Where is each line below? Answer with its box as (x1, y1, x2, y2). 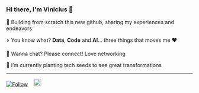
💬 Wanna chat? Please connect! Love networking (6, 50, 126, 58)
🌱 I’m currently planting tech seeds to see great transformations (6, 62, 162, 69)
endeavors (6, 25, 33, 32)
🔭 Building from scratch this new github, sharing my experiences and (6, 19, 175, 26)
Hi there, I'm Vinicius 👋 (6, 5, 73, 14)
